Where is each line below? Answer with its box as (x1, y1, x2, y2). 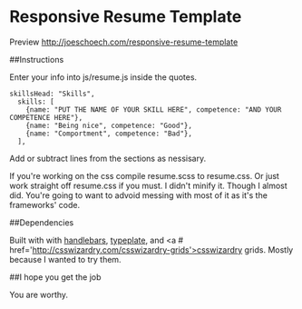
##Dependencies (9, 216, 74, 228)
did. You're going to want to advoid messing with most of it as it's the (9, 189, 268, 201)
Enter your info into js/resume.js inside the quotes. (9, 71, 198, 83)
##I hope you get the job (9, 271, 102, 283)
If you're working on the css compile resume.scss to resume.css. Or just (9, 170, 279, 181)
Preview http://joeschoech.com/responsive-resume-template (9, 36, 239, 47)
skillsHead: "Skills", (9, 89, 95, 98)
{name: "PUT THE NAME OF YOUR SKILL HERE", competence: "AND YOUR (25, 105, 282, 115)
